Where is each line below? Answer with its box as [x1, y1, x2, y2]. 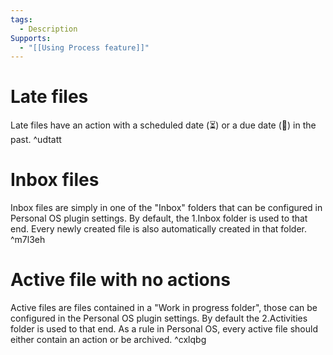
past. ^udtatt [10, 134, 62, 146]
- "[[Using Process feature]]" [19, 42, 150, 53]
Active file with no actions [10, 269, 231, 291]
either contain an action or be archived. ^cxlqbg [10, 334, 207, 346]
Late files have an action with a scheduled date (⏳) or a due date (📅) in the [10, 119, 317, 131]
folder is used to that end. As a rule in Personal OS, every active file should [10, 323, 319, 335]
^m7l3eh [10, 234, 46, 246]
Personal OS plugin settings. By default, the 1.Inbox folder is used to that [10, 212, 308, 225]
